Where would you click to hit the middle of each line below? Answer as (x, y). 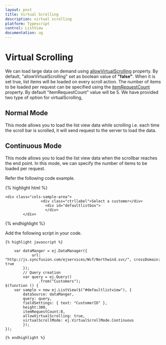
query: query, (37, 298)
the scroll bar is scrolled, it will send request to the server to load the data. (81, 130)
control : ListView (24, 28)
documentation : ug (24, 33)
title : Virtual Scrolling (32, 14)
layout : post (19, 10)
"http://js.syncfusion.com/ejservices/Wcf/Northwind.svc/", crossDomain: (83, 259)
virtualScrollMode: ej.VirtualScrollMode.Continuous (79, 320)
